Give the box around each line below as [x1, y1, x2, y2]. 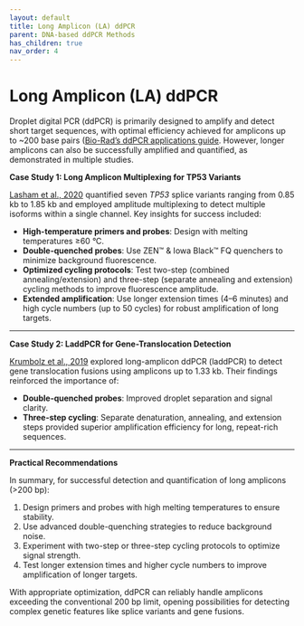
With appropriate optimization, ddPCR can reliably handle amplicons [9, 587, 264, 598]
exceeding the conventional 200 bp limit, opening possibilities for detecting [9, 596, 290, 607]
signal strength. [22, 550, 81, 561]
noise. [22, 531, 46, 542]
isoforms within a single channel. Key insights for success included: [9, 209, 262, 220]
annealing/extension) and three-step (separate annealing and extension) [22, 274, 293, 285]
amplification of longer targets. [22, 569, 138, 580]
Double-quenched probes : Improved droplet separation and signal [22, 393, 273, 403]
